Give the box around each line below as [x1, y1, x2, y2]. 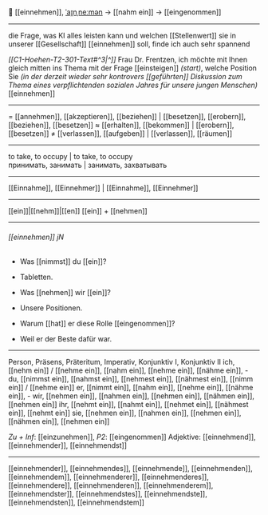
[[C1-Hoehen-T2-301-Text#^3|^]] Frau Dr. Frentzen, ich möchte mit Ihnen [8, 55, 248, 64]
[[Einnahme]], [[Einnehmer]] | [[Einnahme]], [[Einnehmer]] [8, 183, 199, 193]
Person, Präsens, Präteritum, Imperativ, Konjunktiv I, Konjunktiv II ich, [8, 357, 235, 367]
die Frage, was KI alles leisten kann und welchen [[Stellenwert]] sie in [8, 31, 237, 40]
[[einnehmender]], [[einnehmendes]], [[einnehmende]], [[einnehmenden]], [8, 464, 253, 473]
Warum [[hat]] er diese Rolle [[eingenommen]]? [19, 319, 175, 329]
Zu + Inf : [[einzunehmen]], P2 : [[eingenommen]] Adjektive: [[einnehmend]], [8, 432, 257, 442]
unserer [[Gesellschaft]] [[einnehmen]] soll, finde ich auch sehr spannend [8, 39, 250, 49]
